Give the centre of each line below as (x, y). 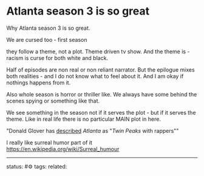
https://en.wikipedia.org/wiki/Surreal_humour (63, 149)
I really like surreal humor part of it (49, 142)
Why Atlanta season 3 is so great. (48, 28)
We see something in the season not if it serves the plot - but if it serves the (101, 112)
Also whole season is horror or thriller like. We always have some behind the (102, 94)
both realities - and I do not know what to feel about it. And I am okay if (95, 76)
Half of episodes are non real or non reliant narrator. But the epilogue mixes (101, 69)
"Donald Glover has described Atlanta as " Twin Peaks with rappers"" (93, 130)
